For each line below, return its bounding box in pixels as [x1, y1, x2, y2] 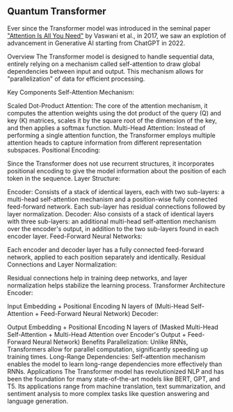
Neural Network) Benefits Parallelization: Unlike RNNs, [32, 338, 188, 346]
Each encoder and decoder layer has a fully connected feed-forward [7, 245, 204, 253]
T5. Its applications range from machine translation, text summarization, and [7, 382, 226, 390]
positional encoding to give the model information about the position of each [7, 166, 227, 175]
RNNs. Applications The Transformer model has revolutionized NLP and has [7, 367, 225, 375]
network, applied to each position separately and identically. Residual [7, 253, 206, 261]
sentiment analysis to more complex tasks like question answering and [7, 389, 210, 397]
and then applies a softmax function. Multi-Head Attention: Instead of [7, 123, 206, 132]
